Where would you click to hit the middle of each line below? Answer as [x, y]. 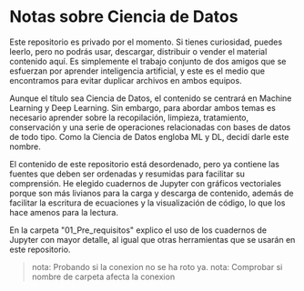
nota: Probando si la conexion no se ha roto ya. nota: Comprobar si [157, 266]
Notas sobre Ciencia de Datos [124, 17]
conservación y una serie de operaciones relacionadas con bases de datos [150, 127]
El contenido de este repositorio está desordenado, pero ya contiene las [145, 164]
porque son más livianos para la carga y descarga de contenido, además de [152, 193]
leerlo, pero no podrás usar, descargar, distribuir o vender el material [138, 51]
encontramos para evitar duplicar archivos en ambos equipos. [126, 80]
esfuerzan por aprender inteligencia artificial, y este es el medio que [137, 71]
